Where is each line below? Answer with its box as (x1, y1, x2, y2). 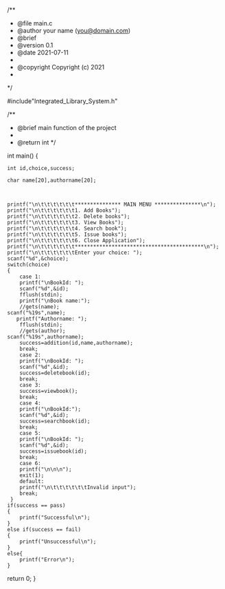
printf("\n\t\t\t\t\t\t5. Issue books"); (7, 231, 128, 238)
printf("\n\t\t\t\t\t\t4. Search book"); (7, 225, 128, 232)
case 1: (19, 273, 41, 280)
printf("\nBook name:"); (19, 297, 91, 304)
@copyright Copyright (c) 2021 (16, 63, 105, 71)
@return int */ (16, 138, 56, 147)
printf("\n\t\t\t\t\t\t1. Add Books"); (7, 207, 121, 214)
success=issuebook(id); (19, 448, 88, 455)
